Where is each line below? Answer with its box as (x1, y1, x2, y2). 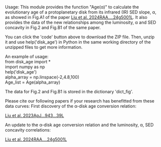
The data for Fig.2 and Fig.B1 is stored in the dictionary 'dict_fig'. (5, 89, 133, 94)
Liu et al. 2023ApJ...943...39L (5, 113, 64, 118)
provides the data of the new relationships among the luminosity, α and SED (5, 19, 156, 25)
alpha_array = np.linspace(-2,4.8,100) (5, 74, 80, 80)
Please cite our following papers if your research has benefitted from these (5, 98, 155, 103)
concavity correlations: (5, 127, 51, 132)
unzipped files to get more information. (5, 44, 83, 50)
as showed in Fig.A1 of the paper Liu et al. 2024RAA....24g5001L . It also (5, 15, 147, 20)
